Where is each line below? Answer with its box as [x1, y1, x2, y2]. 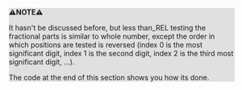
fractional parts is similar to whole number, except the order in [9, 31, 215, 41]
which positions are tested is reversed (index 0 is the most [9, 40, 202, 49]
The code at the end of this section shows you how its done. [9, 73, 210, 82]
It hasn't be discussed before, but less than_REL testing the [9, 23, 207, 32]
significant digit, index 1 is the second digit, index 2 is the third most [9, 49, 234, 58]
